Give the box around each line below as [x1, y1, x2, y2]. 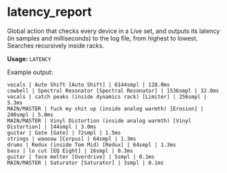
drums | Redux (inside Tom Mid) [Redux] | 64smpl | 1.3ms [7, 141, 176, 148]
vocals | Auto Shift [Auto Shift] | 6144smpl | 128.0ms [7, 81, 170, 88]
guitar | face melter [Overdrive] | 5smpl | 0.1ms [7, 153, 155, 160]
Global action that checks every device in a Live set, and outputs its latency [7, 27, 220, 35]
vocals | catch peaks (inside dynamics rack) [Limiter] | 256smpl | [7, 93, 207, 100]
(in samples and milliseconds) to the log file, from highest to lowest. [7, 34, 198, 42]
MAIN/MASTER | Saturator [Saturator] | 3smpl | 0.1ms [7, 159, 165, 166]
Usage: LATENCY [7, 54, 51, 62]
